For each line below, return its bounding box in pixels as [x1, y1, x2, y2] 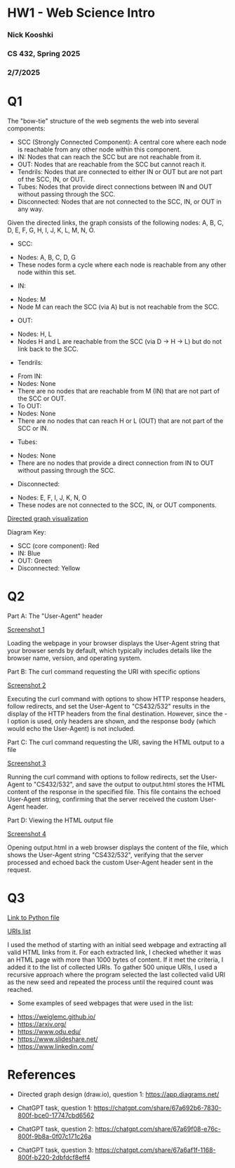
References [7, 1066, 76, 1082]
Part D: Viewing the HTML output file [7, 816, 114, 824]
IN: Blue [17, 549, 41, 557]
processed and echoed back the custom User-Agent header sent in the [7, 858, 213, 866]
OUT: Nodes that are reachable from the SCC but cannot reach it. [17, 160, 207, 168]
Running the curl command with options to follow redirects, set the [7, 772, 200, 781]
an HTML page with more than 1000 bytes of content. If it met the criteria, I [7, 955, 224, 964]
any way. [17, 205, 43, 213]
